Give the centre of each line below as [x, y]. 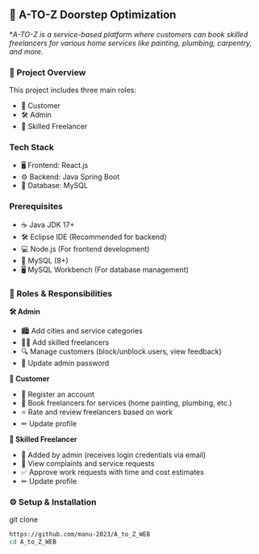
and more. [26, 51]
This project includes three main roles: [73, 90]
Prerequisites [36, 207]
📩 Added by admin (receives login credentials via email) [113, 455]
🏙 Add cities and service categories [82, 331]
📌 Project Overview [48, 72]
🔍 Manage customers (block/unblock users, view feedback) [121, 351]
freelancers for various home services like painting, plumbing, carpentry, [131, 43]
